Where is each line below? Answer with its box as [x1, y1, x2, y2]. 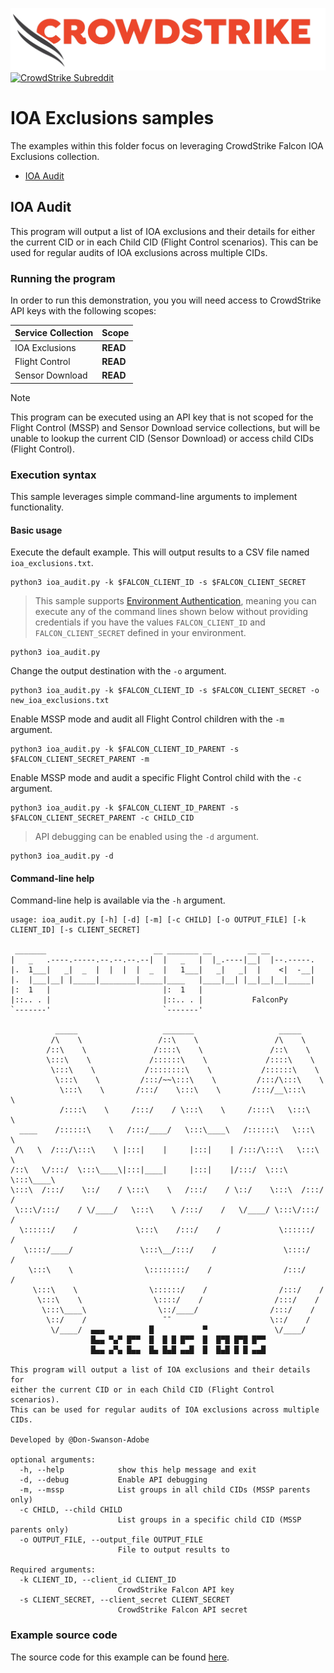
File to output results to [117, 1545, 230, 1555]
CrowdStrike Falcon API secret [117, 1605, 248, 1615]
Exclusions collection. [10, 150, 100, 162]
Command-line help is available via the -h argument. [10, 894, 226, 907]
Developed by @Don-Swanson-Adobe [10, 1435, 150, 1445]
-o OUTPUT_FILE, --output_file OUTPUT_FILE [19, 1535, 203, 1545]
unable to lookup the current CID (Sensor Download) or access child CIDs [10, 432, 314, 444]
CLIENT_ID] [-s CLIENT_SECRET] [10, 925, 141, 935]
